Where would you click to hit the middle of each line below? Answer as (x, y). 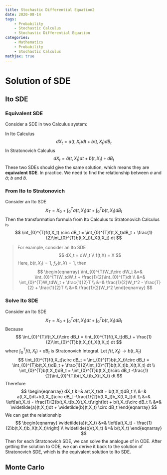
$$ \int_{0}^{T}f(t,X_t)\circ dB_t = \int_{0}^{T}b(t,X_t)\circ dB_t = (84, 360)
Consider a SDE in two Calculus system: (46, 124)
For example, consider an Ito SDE (52, 247)
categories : (17, 38)
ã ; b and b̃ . (16, 178)
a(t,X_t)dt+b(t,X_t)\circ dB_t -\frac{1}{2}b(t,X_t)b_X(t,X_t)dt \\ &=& (84, 396)
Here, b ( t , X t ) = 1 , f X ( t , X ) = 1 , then (52, 263)
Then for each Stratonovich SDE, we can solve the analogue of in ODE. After (83, 441)
